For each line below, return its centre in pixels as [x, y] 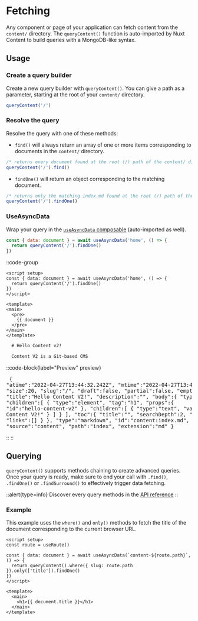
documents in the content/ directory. [60, 151]
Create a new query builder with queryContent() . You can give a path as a [95, 88]
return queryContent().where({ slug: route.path [72, 566]
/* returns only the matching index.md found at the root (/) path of [95, 196]
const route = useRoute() [38, 545]
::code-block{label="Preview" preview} [54, 367]
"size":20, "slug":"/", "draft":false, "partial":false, [90, 391]
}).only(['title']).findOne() [43, 571]
